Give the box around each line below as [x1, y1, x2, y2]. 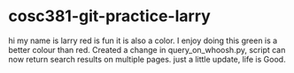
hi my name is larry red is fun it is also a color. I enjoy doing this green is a [8, 35, 278, 46]
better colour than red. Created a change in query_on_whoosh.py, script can [8, 44, 286, 55]
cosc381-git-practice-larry [8, 6, 212, 26]
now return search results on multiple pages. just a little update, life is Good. [8, 54, 286, 64]
